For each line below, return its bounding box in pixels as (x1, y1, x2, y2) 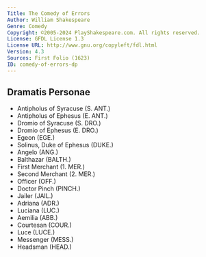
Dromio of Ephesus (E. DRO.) (16, 126, 99, 134)
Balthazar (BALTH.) (16, 156, 72, 164)
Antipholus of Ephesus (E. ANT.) (16, 112, 108, 120)
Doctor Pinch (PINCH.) (16, 184, 81, 193)
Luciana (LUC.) (16, 206, 60, 215)
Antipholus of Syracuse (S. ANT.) (16, 104, 111, 113)
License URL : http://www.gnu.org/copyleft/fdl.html (7, 42, 157, 49)
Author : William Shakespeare (7, 16, 90, 23)
